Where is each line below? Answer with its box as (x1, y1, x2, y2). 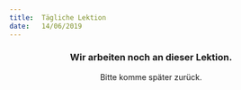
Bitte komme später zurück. (100, 71, 202, 82)
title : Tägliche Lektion (9, 13, 106, 22)
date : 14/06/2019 (9, 22, 83, 31)
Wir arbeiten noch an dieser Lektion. (69, 51, 233, 64)
